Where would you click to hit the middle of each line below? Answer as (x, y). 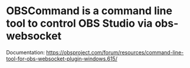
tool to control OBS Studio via (79, 23)
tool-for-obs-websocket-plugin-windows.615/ (62, 59)
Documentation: (26, 52)
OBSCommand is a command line (89, 11)
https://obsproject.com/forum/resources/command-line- (115, 52)
